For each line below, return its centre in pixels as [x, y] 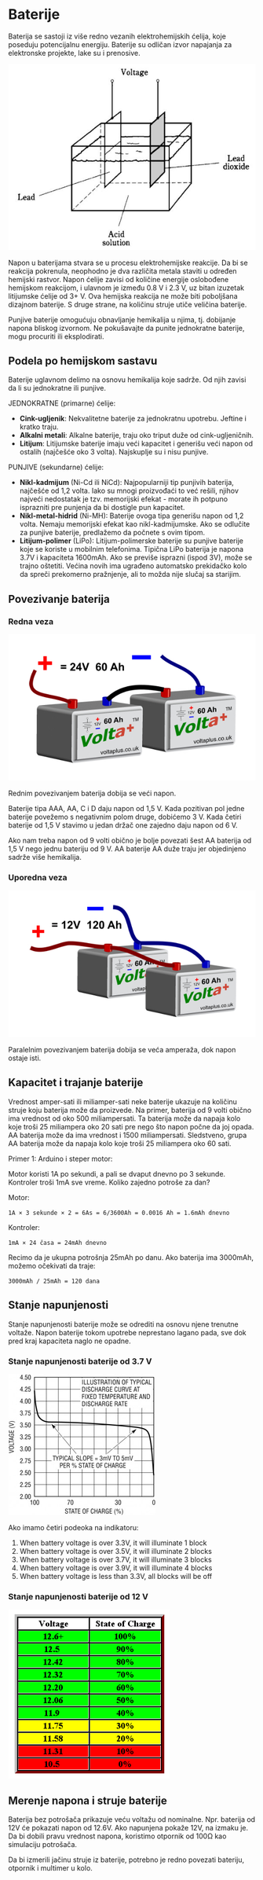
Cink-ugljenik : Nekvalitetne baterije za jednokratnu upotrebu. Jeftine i [133, 419]
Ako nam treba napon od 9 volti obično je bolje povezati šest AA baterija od [130, 841]
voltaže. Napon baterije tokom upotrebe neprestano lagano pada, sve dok [128, 1332]
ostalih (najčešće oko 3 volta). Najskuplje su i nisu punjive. [114, 452]
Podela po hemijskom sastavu [83, 360]
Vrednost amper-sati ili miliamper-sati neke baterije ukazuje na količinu [123, 1101]
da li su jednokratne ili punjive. [57, 388]
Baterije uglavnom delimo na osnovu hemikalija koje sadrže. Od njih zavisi [127, 380]
